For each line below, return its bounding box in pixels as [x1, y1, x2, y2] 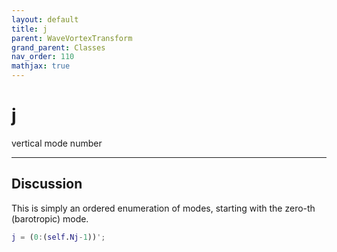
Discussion [11, 176, 83, 193]
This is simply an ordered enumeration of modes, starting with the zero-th [11, 202, 316, 214]
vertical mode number [11, 137, 103, 149]
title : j [11, 24, 48, 34]
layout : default [11, 14, 79, 25]
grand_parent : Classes [11, 42, 106, 53]
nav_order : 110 [11, 52, 75, 62]
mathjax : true [11, 61, 71, 71]
